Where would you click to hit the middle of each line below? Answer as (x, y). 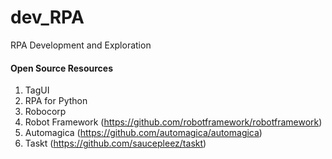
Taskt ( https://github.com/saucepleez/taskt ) (115, 143)
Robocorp (45, 112)
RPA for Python (56, 101)
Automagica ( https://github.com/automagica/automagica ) (143, 133)
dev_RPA (47, 17)
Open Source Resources (61, 68)
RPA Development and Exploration (81, 45)
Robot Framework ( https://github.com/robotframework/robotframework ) (173, 122)
